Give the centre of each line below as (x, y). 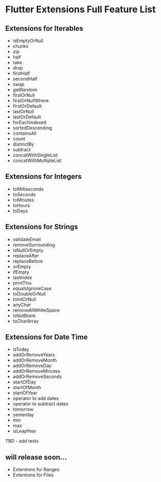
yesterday (23, 415)
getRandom (25, 90)
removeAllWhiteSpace (36, 310)
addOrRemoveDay (32, 366)
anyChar (22, 305)
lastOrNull (23, 112)
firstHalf (21, 73)
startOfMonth (27, 388)
